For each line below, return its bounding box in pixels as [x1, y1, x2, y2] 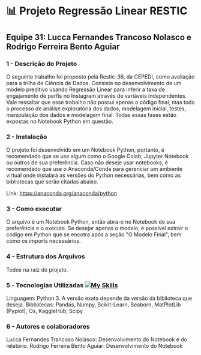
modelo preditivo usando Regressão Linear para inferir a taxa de [6, 86, 165, 93]
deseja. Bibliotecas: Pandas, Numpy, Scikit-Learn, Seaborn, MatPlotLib [6, 301, 181, 308]
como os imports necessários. [6, 237, 81, 245]
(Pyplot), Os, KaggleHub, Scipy [6, 308, 83, 315]
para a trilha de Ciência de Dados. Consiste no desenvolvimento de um [6, 79, 182, 86]
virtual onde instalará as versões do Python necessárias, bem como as [6, 172, 181, 179]
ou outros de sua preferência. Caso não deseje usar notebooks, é [6, 159, 168, 166]
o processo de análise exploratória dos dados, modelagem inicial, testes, [6, 105, 187, 112]
